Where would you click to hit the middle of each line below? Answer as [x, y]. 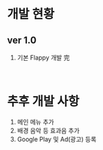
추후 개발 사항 [43, 102]
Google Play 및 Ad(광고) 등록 [57, 139]
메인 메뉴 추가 [35, 122]
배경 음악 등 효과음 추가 [48, 130]
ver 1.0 [22, 40]
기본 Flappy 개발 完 [43, 57]
